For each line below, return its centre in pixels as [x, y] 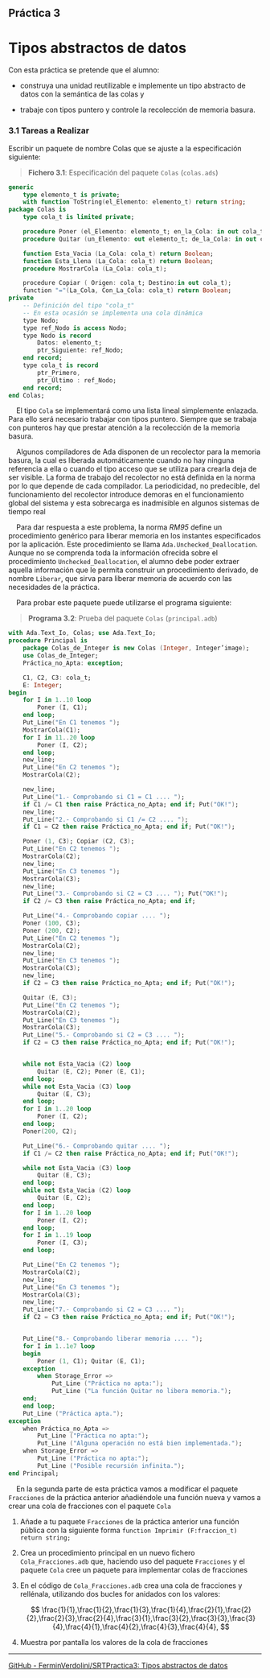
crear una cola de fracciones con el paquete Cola [90, 1506]
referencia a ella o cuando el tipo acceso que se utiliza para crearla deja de [133, 469]
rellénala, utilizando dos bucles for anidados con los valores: [120, 1593]
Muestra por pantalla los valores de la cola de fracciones [114, 1642]
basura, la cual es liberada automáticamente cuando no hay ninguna [121, 460]
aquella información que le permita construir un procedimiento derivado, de [133, 570]
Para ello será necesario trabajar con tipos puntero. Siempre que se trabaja [133, 419]
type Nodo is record [57, 336]
